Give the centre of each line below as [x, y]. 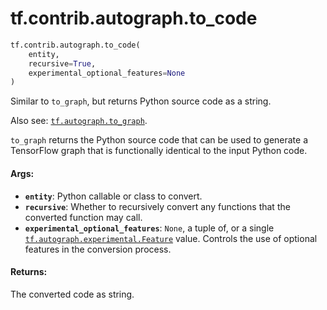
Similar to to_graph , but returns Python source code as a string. [141, 101]
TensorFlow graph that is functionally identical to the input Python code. [159, 151]
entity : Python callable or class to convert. [113, 196]
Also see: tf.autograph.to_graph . [79, 121]
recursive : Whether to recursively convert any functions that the [157, 206]
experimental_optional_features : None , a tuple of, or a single [149, 228]
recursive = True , [62, 63]
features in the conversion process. [98, 249]
